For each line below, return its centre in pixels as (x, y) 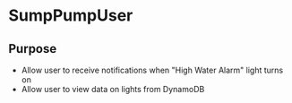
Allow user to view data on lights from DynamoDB (113, 89)
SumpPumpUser (71, 16)
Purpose (33, 49)
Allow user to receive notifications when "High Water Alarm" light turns (152, 70)
